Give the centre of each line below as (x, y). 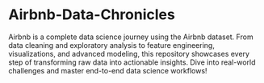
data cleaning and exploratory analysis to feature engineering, (112, 45)
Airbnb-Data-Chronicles (92, 15)
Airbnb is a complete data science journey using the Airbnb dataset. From (131, 37)
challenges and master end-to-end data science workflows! (108, 70)
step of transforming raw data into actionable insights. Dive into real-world (132, 62)
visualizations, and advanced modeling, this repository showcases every (129, 53)
